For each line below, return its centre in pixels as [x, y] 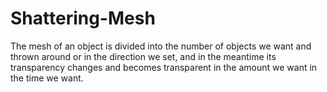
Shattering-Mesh [83, 18]
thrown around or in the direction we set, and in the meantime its [143, 56]
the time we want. [47, 78]
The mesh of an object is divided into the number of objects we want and [161, 46]
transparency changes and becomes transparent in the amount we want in [164, 67]
